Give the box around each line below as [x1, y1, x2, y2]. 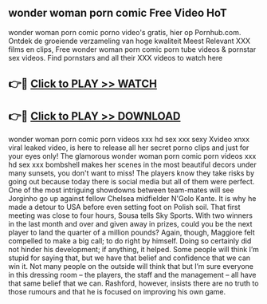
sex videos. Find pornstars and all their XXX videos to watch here [8, 53, 223, 62]
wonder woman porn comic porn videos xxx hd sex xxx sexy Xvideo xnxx [8, 135, 249, 144]
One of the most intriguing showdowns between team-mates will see [8, 185, 234, 195]
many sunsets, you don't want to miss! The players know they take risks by [8, 168, 255, 178]
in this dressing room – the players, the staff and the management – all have [8, 270, 257, 280]
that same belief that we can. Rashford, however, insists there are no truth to [8, 278, 259, 288]
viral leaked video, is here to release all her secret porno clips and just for [8, 143, 249, 152]
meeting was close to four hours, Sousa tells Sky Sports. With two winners [8, 211, 253, 220]
